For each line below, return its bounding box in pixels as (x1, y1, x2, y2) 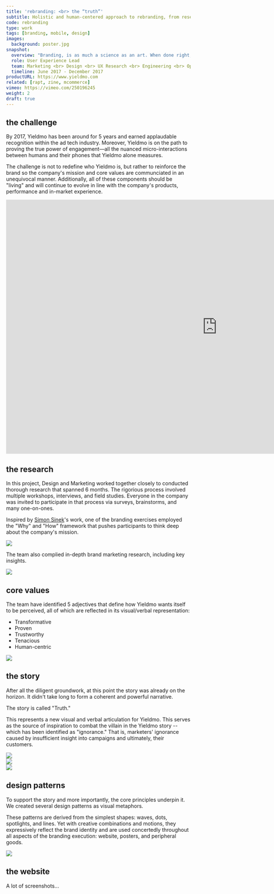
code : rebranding (6, 19, 49, 25)
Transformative (14, 618, 52, 625)
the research (6, 464, 54, 474)
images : (6, 36, 25, 42)
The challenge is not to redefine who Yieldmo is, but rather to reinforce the (6, 163, 186, 170)
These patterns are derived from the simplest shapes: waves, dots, (6, 814, 168, 821)
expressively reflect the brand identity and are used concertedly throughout (6, 826, 189, 833)
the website (6, 866, 50, 877)
